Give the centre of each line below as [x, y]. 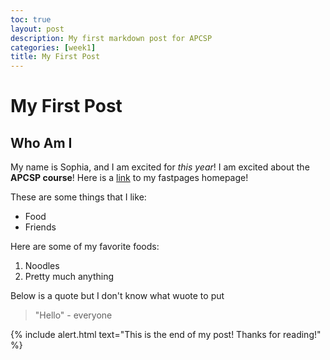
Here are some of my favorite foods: [85, 247]
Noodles [42, 266]
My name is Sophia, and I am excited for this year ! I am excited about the [160, 167]
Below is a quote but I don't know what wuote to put [117, 296]
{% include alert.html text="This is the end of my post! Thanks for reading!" [166, 335]
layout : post [37, 29]
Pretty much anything [69, 277]
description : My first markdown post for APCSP [111, 38]
